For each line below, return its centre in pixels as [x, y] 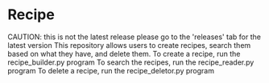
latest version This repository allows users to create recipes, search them [129, 45]
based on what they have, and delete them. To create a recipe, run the [124, 53]
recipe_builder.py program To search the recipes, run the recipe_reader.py [131, 62]
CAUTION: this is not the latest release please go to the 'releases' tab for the [134, 37]
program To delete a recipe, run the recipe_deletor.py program [111, 70]
